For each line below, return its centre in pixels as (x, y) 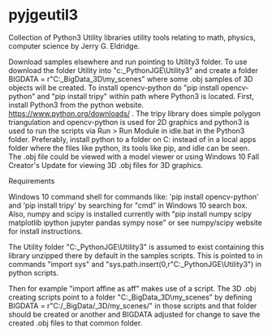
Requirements (32, 181)
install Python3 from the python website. (76, 105)
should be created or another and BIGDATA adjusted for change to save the (134, 314)
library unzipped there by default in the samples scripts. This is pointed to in (136, 255)
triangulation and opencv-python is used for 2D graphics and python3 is (129, 122)
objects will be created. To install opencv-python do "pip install (114, 88)
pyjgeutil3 (43, 15)
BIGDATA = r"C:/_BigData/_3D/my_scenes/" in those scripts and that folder (133, 305)
